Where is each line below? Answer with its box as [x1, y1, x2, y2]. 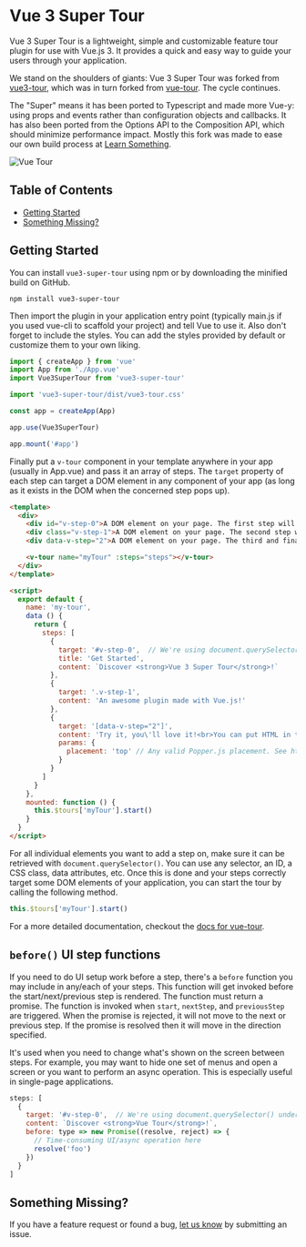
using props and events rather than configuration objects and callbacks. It [9, 109, 287, 120]
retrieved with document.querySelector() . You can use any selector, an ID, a [9, 857, 293, 868]
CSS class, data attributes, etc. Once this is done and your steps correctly [9, 867, 287, 878]
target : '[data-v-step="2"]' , [57, 721, 173, 731]
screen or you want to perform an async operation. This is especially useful [9, 1066, 293, 1077]
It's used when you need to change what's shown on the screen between [9, 1047, 285, 1058]
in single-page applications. [9, 1076, 114, 1087]
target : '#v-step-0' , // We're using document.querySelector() [25, 1110, 275, 1120]
